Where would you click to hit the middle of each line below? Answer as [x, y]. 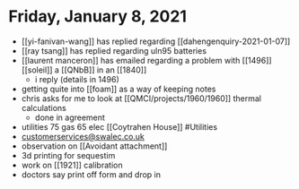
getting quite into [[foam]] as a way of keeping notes [119, 89]
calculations [44, 107]
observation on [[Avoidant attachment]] [94, 146]
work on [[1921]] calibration [72, 165]
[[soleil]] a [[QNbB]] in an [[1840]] [84, 70]
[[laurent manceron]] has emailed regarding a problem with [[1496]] [146, 60]
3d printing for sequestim [68, 155]
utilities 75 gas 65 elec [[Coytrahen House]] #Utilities [119, 126]
